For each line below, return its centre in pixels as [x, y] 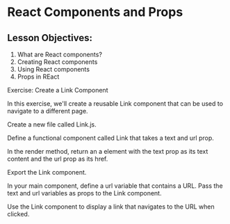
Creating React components [57, 62]
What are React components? [60, 54]
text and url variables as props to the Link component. [84, 193]
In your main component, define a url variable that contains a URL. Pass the [115, 186]
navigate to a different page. [48, 111]
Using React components [54, 69]
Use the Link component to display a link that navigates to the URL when [111, 207]
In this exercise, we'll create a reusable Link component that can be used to [115, 104]
